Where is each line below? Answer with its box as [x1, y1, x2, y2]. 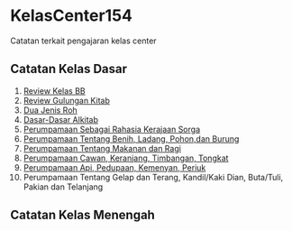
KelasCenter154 [10, 5, 133, 26]
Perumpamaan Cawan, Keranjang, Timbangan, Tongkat [23, 152, 229, 163]
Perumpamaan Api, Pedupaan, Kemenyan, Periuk [23, 162, 206, 172]
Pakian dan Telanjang [23, 181, 104, 192]
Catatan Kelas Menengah [10, 208, 156, 223]
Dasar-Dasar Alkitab [23, 114, 98, 125]
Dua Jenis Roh [23, 105, 78, 115]
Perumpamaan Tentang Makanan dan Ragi [23, 143, 181, 153]
